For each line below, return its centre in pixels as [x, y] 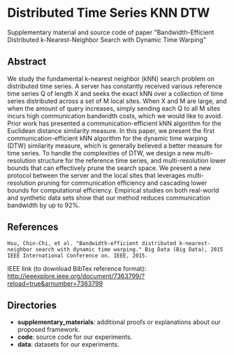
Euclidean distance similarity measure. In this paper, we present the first [111, 130]
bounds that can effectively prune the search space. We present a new [109, 168]
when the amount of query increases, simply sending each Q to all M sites [114, 108]
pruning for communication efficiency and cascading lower [122, 183]
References [33, 227]
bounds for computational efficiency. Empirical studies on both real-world [113, 190]
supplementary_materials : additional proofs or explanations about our [119, 322]
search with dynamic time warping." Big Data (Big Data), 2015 [129, 249]
